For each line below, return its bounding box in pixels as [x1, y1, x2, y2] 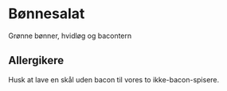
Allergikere [8, 54, 65, 67]
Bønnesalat [8, 5, 85, 23]
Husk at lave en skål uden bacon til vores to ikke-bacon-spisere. [8, 74, 220, 84]
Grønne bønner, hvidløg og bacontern [8, 31, 132, 40]
